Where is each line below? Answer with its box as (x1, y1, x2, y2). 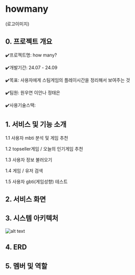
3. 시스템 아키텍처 (5, 214, 59, 223)
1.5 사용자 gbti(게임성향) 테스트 (5, 178, 68, 185)
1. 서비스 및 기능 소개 (5, 120, 67, 129)
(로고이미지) (5, 21, 30, 27)
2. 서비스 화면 (5, 195, 46, 204)
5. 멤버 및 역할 (5, 262, 48, 270)
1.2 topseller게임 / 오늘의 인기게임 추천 (5, 145, 83, 152)
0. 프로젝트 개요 (5, 37, 52, 46)
